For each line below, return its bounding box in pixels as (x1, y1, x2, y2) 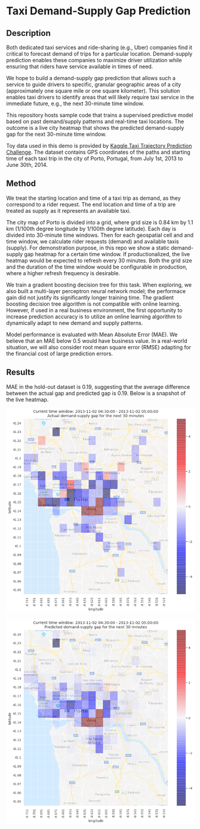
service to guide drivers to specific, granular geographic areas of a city (6, 81, 181, 88)
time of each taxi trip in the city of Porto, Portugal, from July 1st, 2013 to (6, 155, 183, 162)
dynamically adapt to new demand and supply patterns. (6, 319, 143, 327)
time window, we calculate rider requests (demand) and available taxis (6, 237, 179, 245)
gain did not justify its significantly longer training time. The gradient (6, 294, 174, 301)
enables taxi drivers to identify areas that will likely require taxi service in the (6, 94, 194, 100)
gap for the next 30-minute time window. (6, 130, 107, 138)
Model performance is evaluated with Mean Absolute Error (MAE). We (6, 331, 178, 338)
